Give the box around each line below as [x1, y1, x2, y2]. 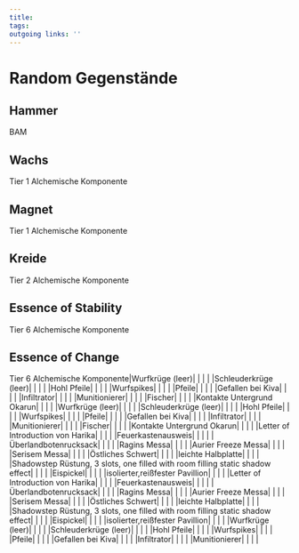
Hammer [9, 103, 59, 118]
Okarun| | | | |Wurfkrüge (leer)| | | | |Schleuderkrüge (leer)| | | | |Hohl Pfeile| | [9, 402, 290, 413]
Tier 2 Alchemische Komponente [9, 275, 129, 285]
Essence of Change [9, 350, 120, 365]
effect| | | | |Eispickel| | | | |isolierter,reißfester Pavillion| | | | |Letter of [9, 468, 262, 478]
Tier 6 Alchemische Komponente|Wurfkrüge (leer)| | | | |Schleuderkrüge [9, 373, 273, 384]
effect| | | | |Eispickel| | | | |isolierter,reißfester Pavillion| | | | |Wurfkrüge [9, 515, 270, 525]
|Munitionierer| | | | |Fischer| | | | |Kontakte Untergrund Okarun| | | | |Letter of [9, 421, 290, 431]
